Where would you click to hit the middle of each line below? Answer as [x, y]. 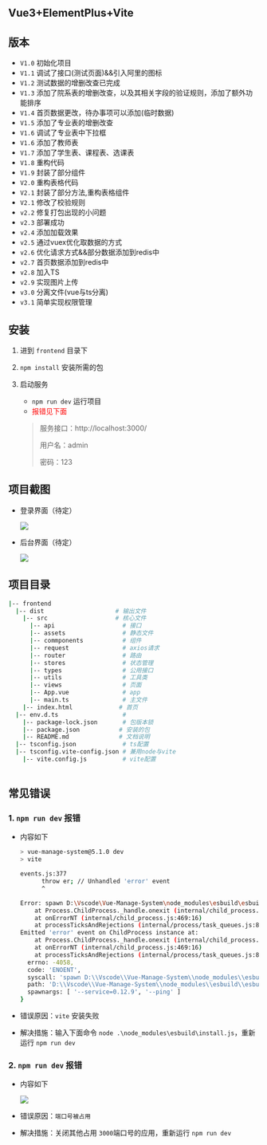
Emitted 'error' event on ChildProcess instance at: [109, 933]
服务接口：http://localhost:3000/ [93, 428]
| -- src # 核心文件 [84, 618]
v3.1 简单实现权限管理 [56, 302]
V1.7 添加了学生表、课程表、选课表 [77, 153]
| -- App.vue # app [85, 693]
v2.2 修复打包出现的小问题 [63, 212]
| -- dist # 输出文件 [81, 611]
